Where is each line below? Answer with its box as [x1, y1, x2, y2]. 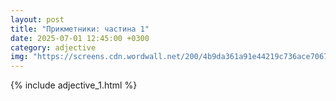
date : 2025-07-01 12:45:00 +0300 [10, 33, 150, 43]
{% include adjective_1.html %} [10, 79, 138, 91]
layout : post [10, 14, 65, 25]
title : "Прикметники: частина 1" [10, 24, 150, 34]
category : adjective [10, 42, 97, 53]
